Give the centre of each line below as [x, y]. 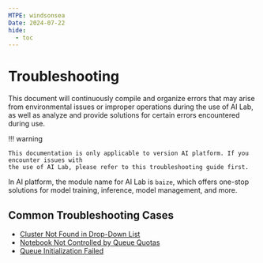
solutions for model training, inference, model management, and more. [123, 190]
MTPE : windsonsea [37, 15]
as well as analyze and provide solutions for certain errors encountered [124, 115]
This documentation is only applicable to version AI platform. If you [128, 154]
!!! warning [26, 139]
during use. [27, 124]
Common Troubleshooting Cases [91, 215]
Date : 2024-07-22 [37, 23]
